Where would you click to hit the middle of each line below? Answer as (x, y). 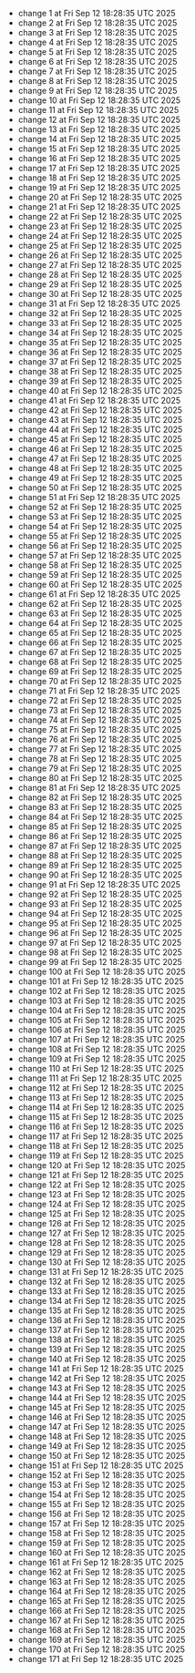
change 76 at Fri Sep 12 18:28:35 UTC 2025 (100, 739)
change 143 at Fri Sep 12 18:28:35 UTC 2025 (102, 1388)
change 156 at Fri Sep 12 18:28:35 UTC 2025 (102, 1514)
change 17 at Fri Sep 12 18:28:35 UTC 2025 (99, 168)
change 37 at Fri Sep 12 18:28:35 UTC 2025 (100, 362)
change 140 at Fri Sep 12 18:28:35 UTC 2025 (102, 1359)
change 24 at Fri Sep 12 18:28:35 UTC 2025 (100, 236)
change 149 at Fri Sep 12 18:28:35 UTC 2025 (102, 1446)
